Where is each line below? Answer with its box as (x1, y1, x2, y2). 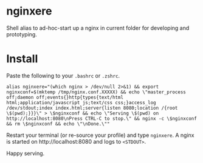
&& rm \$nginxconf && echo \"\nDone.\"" (6, 121, 111, 127)
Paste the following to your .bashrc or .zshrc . (6, 72, 120, 79)
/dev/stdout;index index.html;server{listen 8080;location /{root (6, 105, 178, 111)
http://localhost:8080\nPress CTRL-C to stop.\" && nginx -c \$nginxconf (6, 115, 198, 122)
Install (6, 52, 38, 66)
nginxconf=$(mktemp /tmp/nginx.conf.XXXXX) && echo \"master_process (6, 89, 187, 95)
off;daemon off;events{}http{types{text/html (6, 94, 123, 101)
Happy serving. (6, 150, 45, 157)
